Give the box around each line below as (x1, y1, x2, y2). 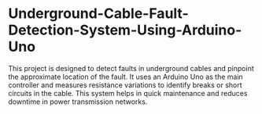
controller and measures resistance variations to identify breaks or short (8, 80, 242, 90)
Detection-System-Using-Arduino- (8, 21, 242, 39)
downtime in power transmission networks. (8, 97, 148, 106)
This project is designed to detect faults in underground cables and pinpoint (8, 63, 254, 73)
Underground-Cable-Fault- (8, 5, 189, 23)
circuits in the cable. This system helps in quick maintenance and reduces (8, 88, 248, 98)
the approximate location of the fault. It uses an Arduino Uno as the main (8, 72, 244, 81)
